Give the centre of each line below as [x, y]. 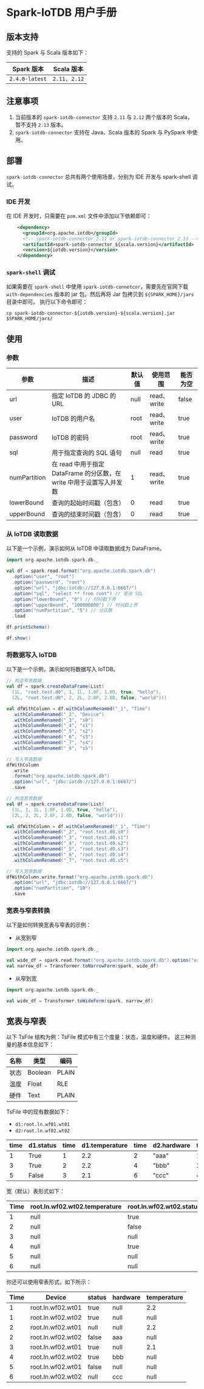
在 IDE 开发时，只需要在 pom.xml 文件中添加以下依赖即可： [79, 216]
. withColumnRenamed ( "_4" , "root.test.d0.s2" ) [70, 843]
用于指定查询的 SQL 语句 [87, 453]
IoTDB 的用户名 [73, 419]
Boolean [39, 1072]
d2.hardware [172, 1145]
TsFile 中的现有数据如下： [39, 1112]
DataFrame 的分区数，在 [86, 474]
